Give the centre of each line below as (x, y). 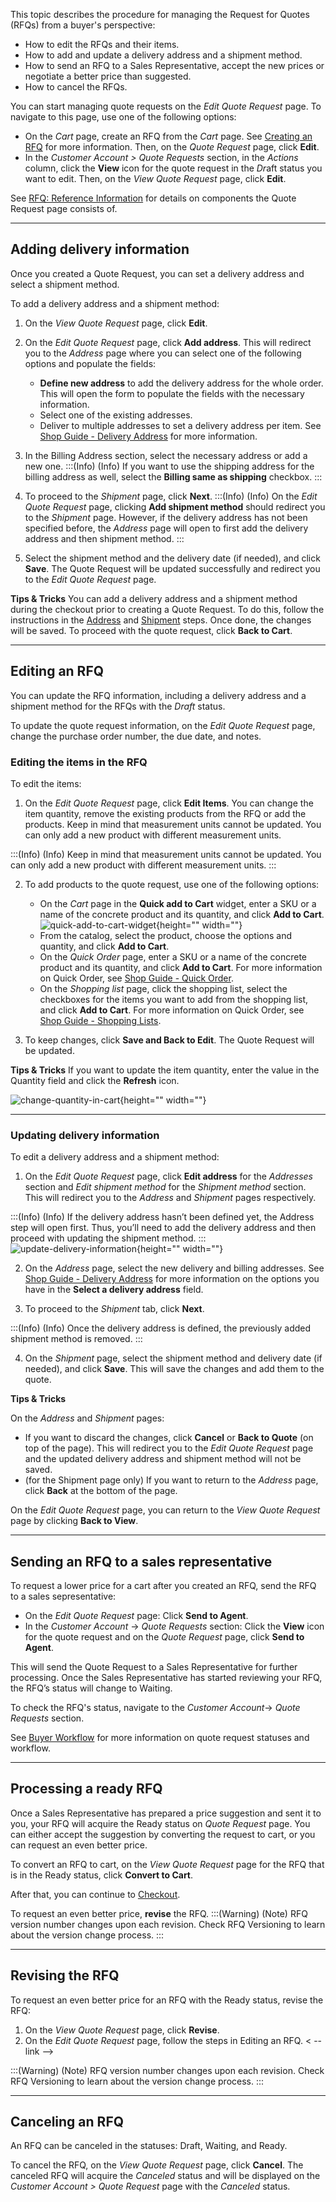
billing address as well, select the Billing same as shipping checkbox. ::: (173, 476)
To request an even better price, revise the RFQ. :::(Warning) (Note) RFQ (159, 1913)
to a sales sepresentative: (63, 1596)
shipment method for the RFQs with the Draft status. (118, 706)
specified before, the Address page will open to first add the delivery (166, 528)
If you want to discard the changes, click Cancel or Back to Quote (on (169, 1438)
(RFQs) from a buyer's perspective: (83, 25)
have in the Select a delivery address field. (114, 1290)
